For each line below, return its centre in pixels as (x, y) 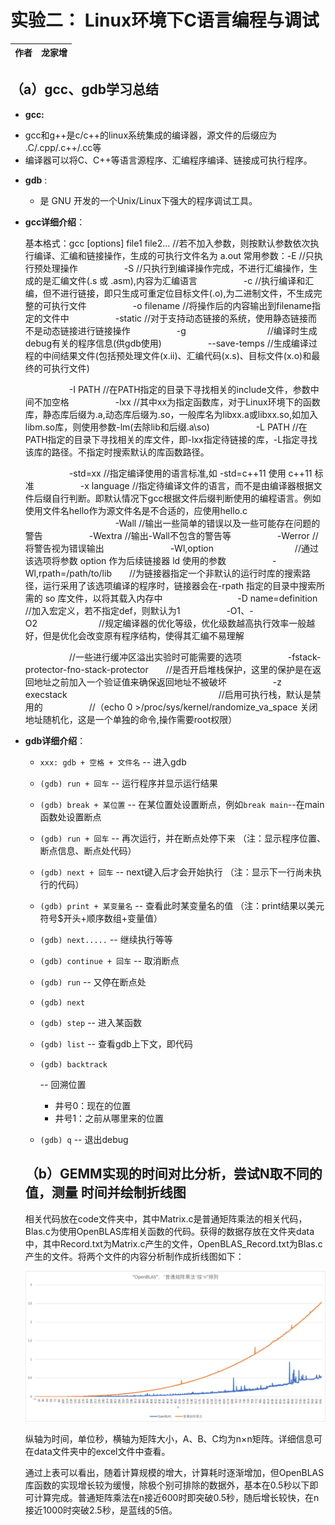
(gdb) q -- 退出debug (84, 1139)
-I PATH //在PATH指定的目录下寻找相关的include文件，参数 (189, 389)
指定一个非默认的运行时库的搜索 (236, 573)
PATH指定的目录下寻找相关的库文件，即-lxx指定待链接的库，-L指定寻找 (171, 439)
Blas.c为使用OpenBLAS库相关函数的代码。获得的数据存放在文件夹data (169, 1231)
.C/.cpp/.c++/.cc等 (63, 147)
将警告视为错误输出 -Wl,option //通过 (171, 548)
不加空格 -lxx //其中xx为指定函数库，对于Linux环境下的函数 (177, 402)
